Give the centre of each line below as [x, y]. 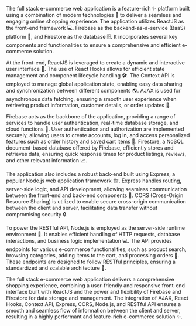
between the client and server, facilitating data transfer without [82, 208]
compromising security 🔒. [37, 214]
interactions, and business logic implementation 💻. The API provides [89, 241]
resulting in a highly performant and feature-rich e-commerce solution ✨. [94, 317]
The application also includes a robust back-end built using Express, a [91, 174]
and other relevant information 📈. [47, 160]
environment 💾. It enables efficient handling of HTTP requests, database [93, 234]
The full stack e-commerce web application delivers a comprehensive [90, 279]
